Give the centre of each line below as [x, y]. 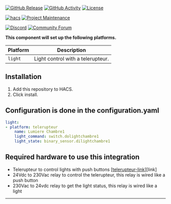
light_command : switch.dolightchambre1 [57, 137]
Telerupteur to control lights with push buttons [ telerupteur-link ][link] [85, 169]
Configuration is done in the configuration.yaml [82, 110]
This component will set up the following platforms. [61, 37]
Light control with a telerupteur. [72, 59]
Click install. [25, 94]
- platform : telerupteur [32, 127]
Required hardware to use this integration [73, 157]
